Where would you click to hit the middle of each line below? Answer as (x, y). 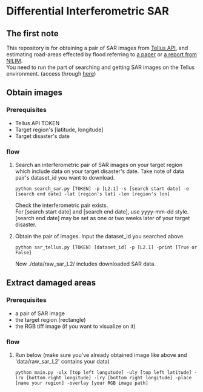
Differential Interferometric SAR (88, 11)
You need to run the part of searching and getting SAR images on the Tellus (101, 67)
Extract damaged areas (51, 283)
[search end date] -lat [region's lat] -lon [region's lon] (92, 194)
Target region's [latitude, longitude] (59, 129)
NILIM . (15, 61)
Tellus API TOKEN (37, 123)
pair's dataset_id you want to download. (65, 177)
